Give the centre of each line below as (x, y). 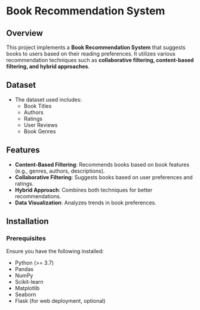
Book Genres (40, 131)
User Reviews (41, 125)
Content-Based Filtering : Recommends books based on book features (102, 164)
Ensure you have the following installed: (55, 251)
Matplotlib (27, 288)
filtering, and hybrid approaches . (48, 66)
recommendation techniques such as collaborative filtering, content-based (100, 60)
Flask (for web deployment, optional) (60, 301)
